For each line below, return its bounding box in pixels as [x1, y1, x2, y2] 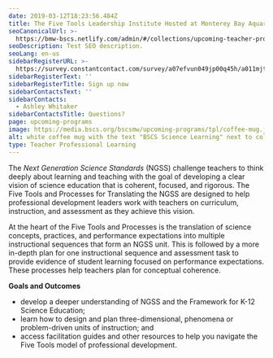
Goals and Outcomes [8, 281, 81, 290]
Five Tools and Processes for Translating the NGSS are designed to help [8, 189, 250, 199]
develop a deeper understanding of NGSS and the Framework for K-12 [19, 296, 256, 306]
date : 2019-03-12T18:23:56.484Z [8, 11, 118, 20]
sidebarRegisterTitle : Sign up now [8, 80, 129, 88]
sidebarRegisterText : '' [8, 72, 93, 81]
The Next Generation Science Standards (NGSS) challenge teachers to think [8, 163, 264, 172]
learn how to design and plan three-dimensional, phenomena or [19, 314, 234, 324]
